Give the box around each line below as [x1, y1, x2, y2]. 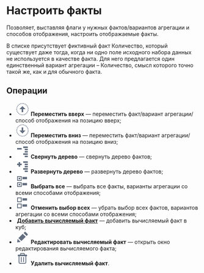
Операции [6, 86, 48, 96]
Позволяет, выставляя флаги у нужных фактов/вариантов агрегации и [6, 24, 189, 31]
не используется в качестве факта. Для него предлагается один [6, 55, 175, 62]
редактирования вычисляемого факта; [15, 244, 117, 252]
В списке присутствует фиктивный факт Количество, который [6, 42, 168, 49]
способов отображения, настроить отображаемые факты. [6, 30, 159, 37]
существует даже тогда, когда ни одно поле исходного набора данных [6, 48, 192, 55]
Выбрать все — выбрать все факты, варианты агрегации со [30, 182, 188, 190]
